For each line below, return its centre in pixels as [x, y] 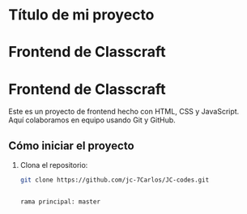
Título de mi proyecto [81, 15]
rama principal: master [60, 202]
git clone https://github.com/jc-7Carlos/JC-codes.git [115, 180]
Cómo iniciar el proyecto [72, 146]
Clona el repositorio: [54, 165]
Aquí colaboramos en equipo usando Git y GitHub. [92, 120]
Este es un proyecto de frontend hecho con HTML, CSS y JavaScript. [124, 112]
